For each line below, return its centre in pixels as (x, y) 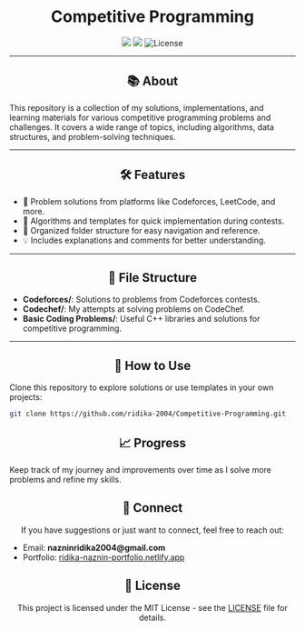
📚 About (152, 81)
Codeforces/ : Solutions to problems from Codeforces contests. (141, 300)
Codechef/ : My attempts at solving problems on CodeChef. (133, 309)
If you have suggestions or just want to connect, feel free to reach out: (152, 530)
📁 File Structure (152, 278)
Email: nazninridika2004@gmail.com (94, 547)
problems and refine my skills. (66, 479)
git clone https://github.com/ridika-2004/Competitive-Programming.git (148, 414)
